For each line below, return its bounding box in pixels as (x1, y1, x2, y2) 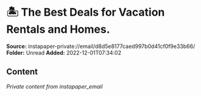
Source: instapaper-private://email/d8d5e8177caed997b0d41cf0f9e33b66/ (6, 43, 196, 50)
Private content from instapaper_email (6, 83, 103, 90)
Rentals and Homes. (6, 22, 111, 36)
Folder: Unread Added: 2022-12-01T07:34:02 (6, 49, 122, 56)
